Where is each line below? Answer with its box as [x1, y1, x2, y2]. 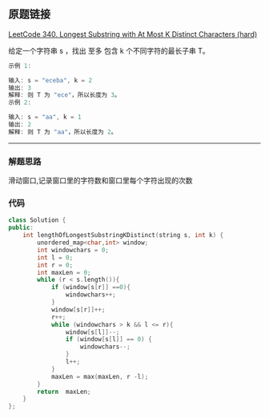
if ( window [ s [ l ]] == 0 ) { [65, 336, 152, 344]
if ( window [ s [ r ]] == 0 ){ [50, 283, 130, 291]
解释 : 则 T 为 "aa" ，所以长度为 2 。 [8, 127, 118, 136]
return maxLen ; [37, 388, 91, 396]
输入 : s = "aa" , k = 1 [8, 113, 82, 122]
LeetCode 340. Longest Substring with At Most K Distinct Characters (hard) [8, 29, 258, 38]
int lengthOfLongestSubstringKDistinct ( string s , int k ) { [22, 231, 224, 239]
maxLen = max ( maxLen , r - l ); [50, 372, 149, 380]
